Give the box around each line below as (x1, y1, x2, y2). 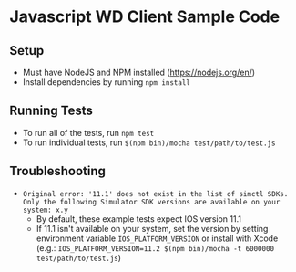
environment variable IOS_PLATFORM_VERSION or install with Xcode (36, 233, 279, 244)
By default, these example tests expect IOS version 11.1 (36, 213, 241, 225)
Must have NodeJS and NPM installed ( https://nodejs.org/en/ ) (22, 67, 256, 78)
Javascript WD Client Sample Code (9, 6, 281, 27)
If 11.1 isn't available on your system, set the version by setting (36, 223, 269, 234)
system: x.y (22, 205, 68, 214)
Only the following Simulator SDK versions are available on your (22, 197, 281, 206)
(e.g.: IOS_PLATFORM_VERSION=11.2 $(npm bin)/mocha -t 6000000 (36, 242, 275, 253)
